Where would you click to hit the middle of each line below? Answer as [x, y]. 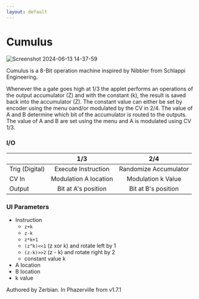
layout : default [27, 12]
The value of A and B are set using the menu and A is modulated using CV [99, 121]
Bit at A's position [82, 189]
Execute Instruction [82, 169]
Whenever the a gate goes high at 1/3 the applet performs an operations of [100, 89]
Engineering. [22, 77]
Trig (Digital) [27, 169]
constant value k [45, 259]
